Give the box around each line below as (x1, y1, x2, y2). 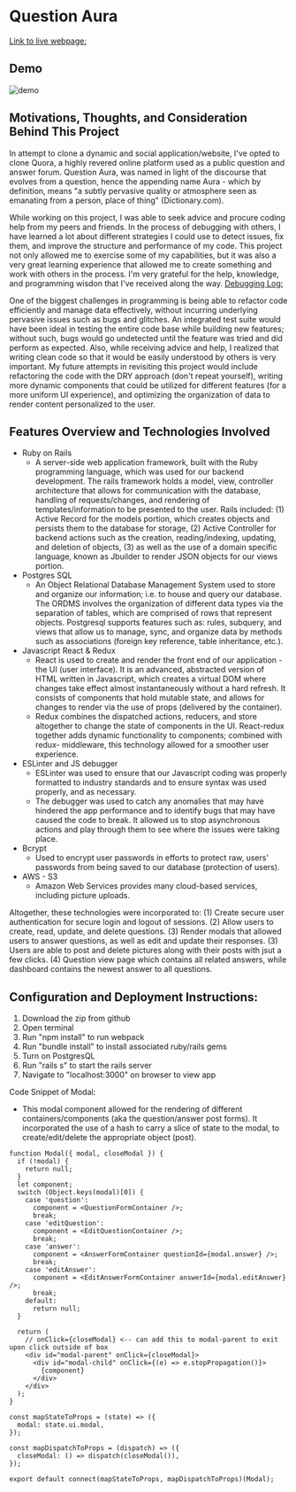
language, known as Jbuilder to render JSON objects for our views (34, 551, 278, 562)
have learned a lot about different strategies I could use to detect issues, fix (9, 230, 285, 241)
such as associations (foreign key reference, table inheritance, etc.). (34, 636, 284, 647)
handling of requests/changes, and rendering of (34, 494, 210, 506)
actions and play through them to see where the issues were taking (34, 824, 280, 835)
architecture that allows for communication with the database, (34, 486, 262, 496)
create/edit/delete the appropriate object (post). (21, 1132, 197, 1143)
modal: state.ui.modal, (17, 1420, 104, 1430)
